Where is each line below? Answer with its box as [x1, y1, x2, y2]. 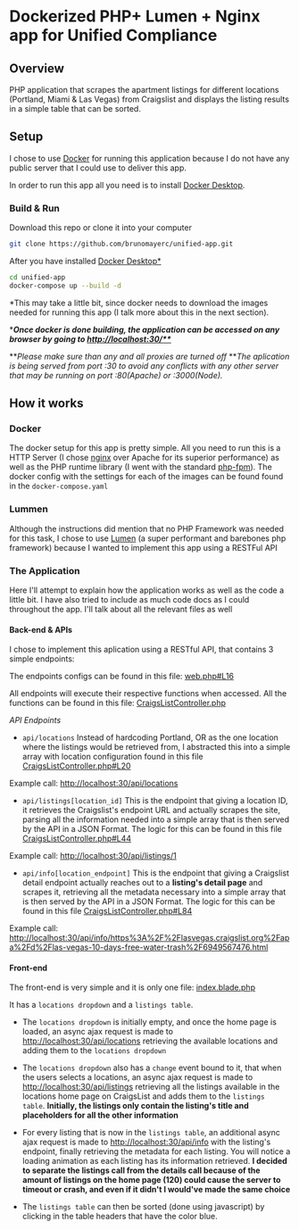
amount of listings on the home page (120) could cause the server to [21, 1175, 281, 1185]
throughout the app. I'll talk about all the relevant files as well [9, 604, 233, 615]
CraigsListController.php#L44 [21, 833, 132, 844]
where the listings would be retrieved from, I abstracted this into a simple [21, 742, 291, 752]
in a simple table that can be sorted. [9, 104, 141, 113]
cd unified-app [9, 272, 66, 282]
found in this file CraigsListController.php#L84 [21, 906, 193, 917]
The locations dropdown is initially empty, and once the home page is [21, 1017, 277, 1027]
